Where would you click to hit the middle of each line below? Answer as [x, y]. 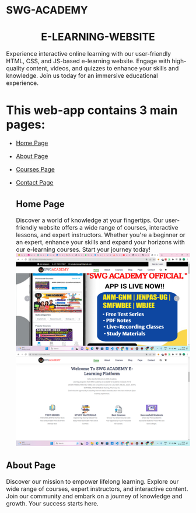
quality [15, 69]
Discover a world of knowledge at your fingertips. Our [90, 220]
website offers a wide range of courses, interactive [108, 227]
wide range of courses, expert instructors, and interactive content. [97, 488]
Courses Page [36, 169]
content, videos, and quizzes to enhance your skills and [102, 69]
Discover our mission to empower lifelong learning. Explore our [92, 481]
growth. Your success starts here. [52, 503]
